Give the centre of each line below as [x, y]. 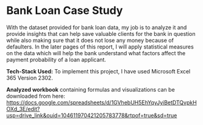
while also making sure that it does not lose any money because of [90, 40]
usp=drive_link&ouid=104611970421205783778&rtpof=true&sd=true [92, 115]
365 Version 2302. [30, 78]
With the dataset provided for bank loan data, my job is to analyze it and [97, 27]
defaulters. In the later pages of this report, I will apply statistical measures [100, 47]
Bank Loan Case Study [65, 11]
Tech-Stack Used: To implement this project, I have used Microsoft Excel [98, 71]
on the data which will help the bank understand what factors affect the [96, 53]
